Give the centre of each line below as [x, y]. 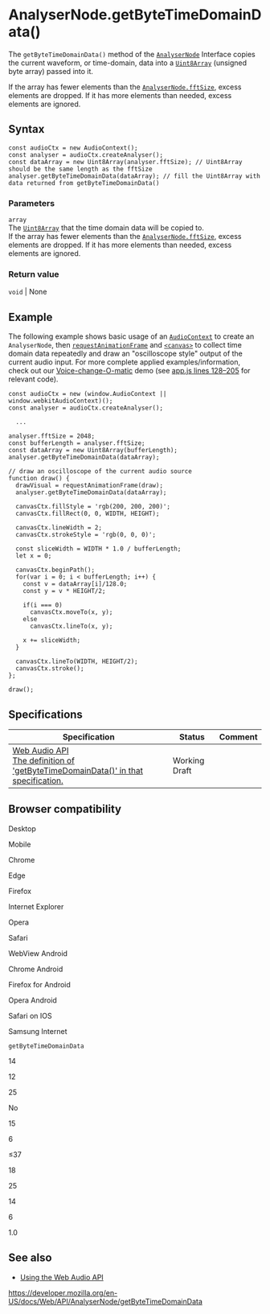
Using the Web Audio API [62, 1277]
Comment [238, 736]
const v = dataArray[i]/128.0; [75, 584]
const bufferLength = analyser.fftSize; [77, 443]
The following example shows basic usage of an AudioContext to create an [131, 336]
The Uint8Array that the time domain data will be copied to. [106, 228]
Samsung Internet [38, 1031]
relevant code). [33, 379]
